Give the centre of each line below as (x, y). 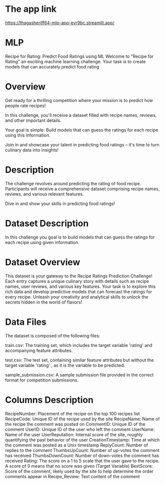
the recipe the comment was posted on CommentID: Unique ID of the (75, 424)
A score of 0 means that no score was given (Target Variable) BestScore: (79, 466)
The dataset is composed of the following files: (53, 336)
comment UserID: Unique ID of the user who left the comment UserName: (80, 429)
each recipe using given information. (42, 242)
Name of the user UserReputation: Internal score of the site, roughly (74, 434)
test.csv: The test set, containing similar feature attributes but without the (80, 360)
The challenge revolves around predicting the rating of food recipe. (73, 183)
